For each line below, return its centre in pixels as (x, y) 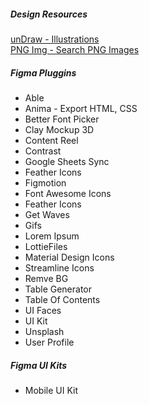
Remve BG (46, 278)
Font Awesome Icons (68, 193)
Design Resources (49, 14)
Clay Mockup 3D (59, 129)
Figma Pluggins (43, 72)
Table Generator (58, 289)
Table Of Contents (62, 299)
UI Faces (43, 310)
